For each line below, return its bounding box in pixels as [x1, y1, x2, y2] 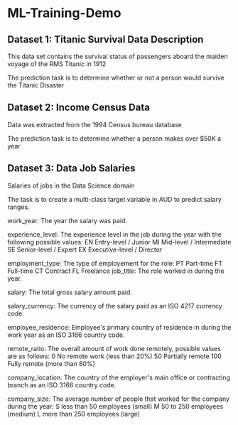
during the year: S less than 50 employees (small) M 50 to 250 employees [7, 402, 224, 410]
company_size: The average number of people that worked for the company [7, 394, 229, 403]
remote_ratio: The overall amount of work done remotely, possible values [7, 344, 222, 353]
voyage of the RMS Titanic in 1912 [7, 60, 107, 68]
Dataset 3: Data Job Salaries [7, 162, 136, 175]
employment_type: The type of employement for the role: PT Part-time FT [7, 259, 223, 267]
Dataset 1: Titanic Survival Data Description [7, 33, 204, 45]
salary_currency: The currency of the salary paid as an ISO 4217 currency [7, 301, 222, 310]
